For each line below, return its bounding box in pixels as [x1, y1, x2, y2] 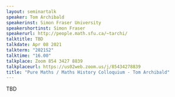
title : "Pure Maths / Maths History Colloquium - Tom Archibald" [6, 69, 170, 75]
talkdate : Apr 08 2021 [6, 42, 62, 48]
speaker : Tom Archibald [6, 14, 65, 20]
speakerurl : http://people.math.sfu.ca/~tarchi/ [6, 31, 128, 37]
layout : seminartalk [6, 8, 57, 15]
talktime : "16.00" [6, 53, 51, 59]
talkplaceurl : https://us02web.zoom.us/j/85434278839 [6, 63, 141, 70]
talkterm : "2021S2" [6, 47, 54, 53]
